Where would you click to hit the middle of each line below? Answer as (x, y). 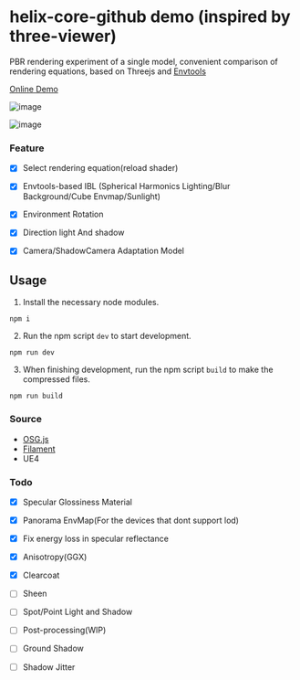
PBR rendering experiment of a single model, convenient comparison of (144, 61)
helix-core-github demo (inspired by (150, 17)
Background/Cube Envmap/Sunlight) (92, 197)
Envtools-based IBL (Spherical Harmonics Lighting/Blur (126, 186)
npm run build (36, 396)
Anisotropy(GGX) (55, 557)
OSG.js (36, 439)
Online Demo (34, 89)
